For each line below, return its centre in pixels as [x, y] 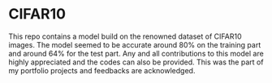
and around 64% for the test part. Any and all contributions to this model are [136, 53]
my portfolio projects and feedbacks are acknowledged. [102, 70]
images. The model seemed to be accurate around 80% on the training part [135, 44]
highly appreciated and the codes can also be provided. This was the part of [136, 62]
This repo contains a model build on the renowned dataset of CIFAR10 [125, 36]
